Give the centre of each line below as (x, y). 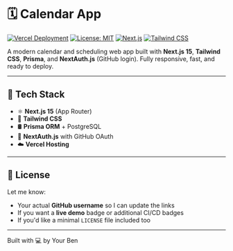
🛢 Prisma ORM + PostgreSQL (59, 126)
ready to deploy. (31, 66)
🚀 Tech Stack (36, 95)
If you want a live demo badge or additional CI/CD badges (100, 212)
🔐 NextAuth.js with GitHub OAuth (65, 136)
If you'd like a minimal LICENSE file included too (84, 220)
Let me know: (27, 191)
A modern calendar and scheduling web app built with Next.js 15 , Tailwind (114, 51)
